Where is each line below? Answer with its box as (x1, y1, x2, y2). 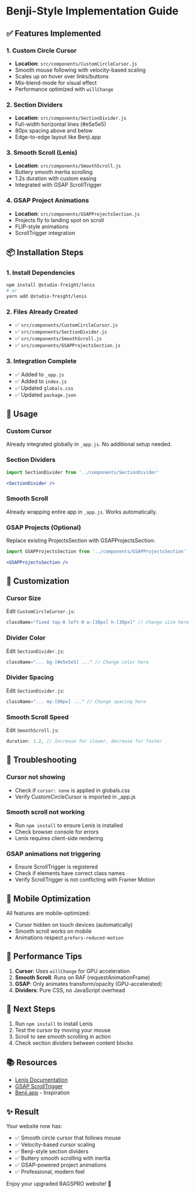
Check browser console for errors (14, 828, 99, 835)
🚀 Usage (6, 409, 38, 419)
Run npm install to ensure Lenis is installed (14, 821, 123, 829)
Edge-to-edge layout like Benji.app (14, 134, 101, 141)
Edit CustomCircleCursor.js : (6, 608, 76, 615)
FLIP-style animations (14, 223, 69, 230)
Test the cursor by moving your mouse (14, 1026, 111, 1033)
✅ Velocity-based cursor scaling (14, 1141, 95, 1148)
